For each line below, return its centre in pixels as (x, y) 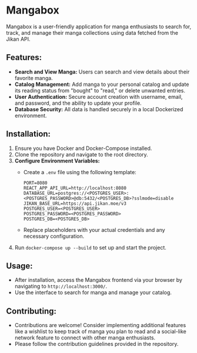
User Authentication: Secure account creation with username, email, (98, 96)
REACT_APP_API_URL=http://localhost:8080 (75, 188)
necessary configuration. (54, 236)
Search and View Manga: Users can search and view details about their (102, 72)
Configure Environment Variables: (57, 161)
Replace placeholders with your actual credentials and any (94, 229)
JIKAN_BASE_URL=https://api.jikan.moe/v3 (75, 204)
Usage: (20, 266)
